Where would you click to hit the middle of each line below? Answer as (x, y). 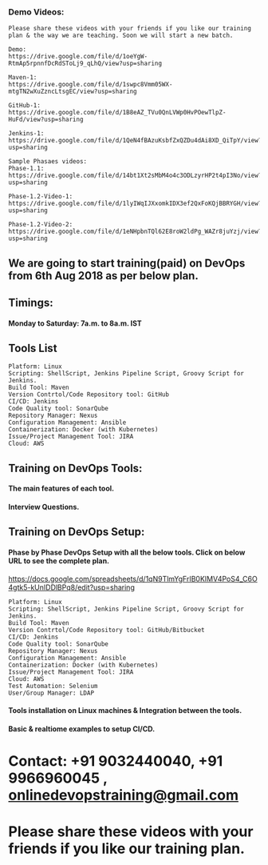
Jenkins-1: (26, 134)
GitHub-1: (25, 106)
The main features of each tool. (61, 489)
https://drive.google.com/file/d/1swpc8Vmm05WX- (91, 85)
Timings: (31, 303)
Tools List (33, 348)
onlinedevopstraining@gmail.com (124, 795)
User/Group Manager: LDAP (51, 693)
